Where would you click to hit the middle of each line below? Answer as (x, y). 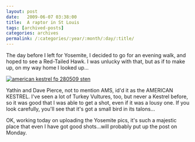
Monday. (17, 133)
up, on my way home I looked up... (48, 67)
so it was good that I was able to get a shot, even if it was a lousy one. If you (98, 103)
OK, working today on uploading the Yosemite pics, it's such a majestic (91, 120)
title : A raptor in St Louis (43, 22)
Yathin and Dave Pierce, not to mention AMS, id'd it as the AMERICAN (90, 90)
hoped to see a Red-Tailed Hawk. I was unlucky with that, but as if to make (96, 61)
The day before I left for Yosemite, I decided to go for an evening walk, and (96, 55)
